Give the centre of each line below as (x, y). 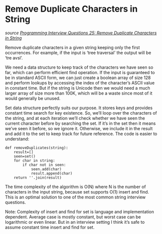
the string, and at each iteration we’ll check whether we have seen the (75, 118)
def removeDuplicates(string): (37, 148)
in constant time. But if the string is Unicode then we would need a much (78, 88)
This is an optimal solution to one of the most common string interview (75, 197)
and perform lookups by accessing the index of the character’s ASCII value (80, 83)
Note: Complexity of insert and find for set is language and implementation (80, 212)
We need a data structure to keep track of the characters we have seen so (79, 67)
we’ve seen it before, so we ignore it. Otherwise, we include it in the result (79, 128)
